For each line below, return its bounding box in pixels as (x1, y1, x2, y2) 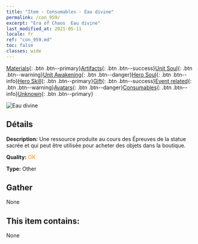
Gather (6, 182, 33, 193)
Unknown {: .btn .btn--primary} (17, 90, 94, 97)
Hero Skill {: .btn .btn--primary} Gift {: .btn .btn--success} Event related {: (17, 77, 192, 84)
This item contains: (6, 216, 80, 226)
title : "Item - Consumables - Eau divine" (6, 8, 114, 15)
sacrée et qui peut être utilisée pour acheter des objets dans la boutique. (6, 142, 186, 149)
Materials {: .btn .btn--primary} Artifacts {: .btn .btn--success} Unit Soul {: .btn (6, 64, 193, 72)
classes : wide (6, 48, 42, 54)
